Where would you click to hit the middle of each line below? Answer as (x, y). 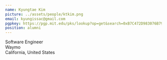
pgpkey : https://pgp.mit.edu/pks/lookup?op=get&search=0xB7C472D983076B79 (84, 23)
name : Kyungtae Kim (25, 10)
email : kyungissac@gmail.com (35, 19)
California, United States (30, 53)
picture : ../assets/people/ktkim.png (44, 14)
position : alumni (23, 28)
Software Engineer (24, 42)
